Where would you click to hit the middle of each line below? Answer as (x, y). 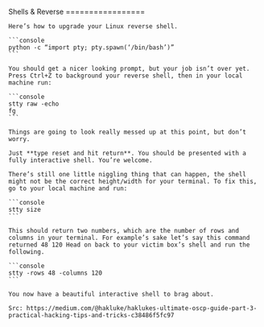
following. (27, 252)
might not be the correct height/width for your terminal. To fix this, (133, 181)
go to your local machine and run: (68, 188)
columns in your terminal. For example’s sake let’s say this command (129, 238)
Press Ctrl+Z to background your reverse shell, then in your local (126, 76)
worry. (19, 139)
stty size (25, 209)
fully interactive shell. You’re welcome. (80, 160)
